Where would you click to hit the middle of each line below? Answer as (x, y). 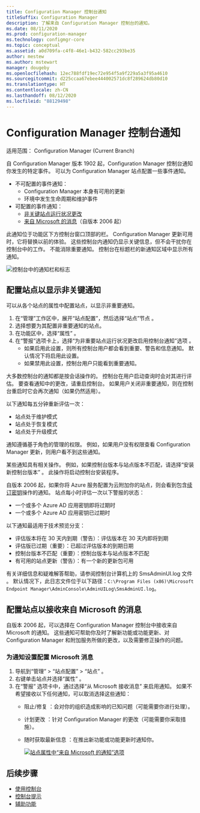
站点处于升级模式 (36, 432)
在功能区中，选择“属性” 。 (47, 333)
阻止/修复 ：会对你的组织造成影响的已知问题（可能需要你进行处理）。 (108, 707)
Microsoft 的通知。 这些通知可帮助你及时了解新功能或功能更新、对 (88, 633)
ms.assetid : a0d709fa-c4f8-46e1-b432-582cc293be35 (71, 51)
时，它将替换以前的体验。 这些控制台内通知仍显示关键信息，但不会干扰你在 (99, 242)
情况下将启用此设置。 (56, 356)
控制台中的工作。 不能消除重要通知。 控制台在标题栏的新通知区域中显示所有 (100, 249)
